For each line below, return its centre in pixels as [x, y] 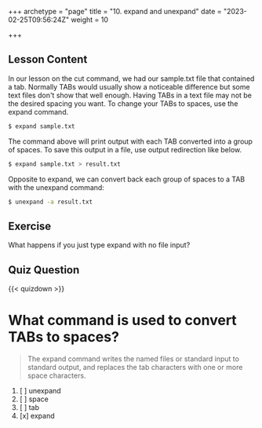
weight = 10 [89, 20]
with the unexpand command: [56, 187]
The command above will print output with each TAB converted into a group [131, 141]
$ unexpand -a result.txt [50, 202]
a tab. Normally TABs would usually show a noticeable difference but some [129, 86]
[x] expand [37, 416]
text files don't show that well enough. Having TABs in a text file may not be [130, 95]
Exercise [30, 226]
